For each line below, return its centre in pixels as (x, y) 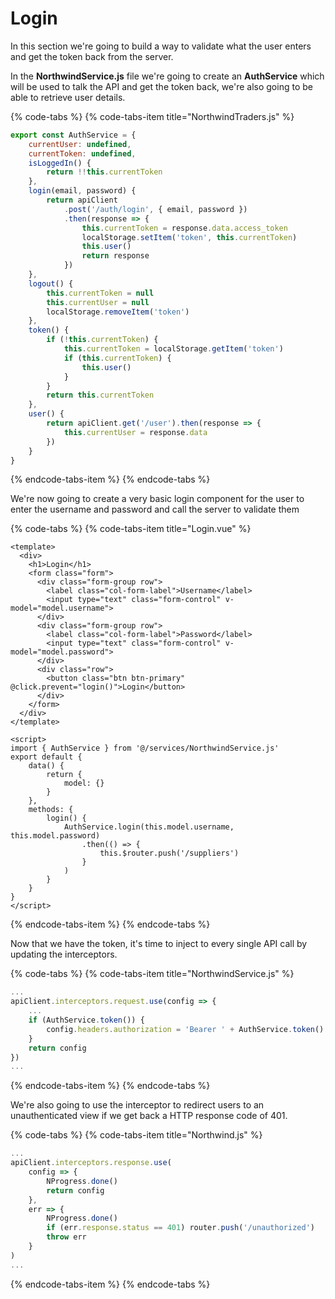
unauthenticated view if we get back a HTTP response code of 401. (149, 1116)
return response (115, 256)
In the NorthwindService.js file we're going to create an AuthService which (167, 76)
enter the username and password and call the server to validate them (155, 509)
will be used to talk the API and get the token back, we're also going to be (161, 86)
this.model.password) (55, 836)
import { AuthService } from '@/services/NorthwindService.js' (145, 748)
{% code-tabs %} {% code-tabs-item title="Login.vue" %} (131, 529)
